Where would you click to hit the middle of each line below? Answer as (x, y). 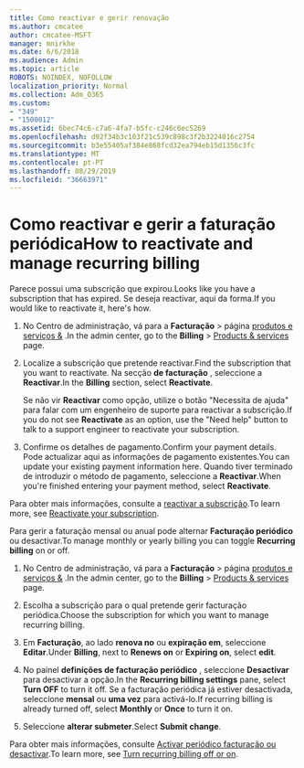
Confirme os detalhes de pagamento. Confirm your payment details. (149, 447)
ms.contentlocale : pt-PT (57, 162)
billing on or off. (40, 550)
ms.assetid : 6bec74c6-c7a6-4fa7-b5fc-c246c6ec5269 (108, 129)
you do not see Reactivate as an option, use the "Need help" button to (155, 420)
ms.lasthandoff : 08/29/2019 (63, 171)
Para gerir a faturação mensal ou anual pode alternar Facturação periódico (152, 531)
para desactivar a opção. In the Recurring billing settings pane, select (154, 680)
